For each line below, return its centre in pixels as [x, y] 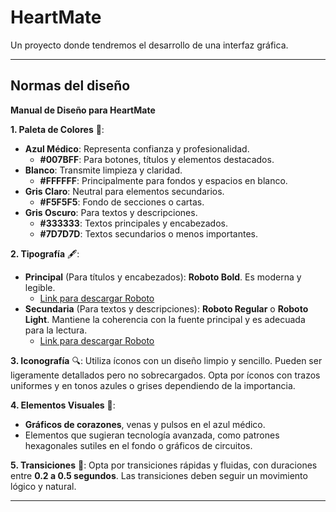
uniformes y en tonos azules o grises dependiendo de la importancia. [153, 385]
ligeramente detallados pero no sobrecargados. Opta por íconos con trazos [165, 375]
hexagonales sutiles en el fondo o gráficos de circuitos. [138, 445]
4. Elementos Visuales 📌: [63, 405]
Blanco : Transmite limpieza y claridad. [103, 170]
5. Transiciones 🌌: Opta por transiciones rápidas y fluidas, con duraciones [164, 465]
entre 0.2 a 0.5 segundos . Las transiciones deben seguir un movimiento [159, 475]
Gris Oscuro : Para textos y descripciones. [111, 212]
